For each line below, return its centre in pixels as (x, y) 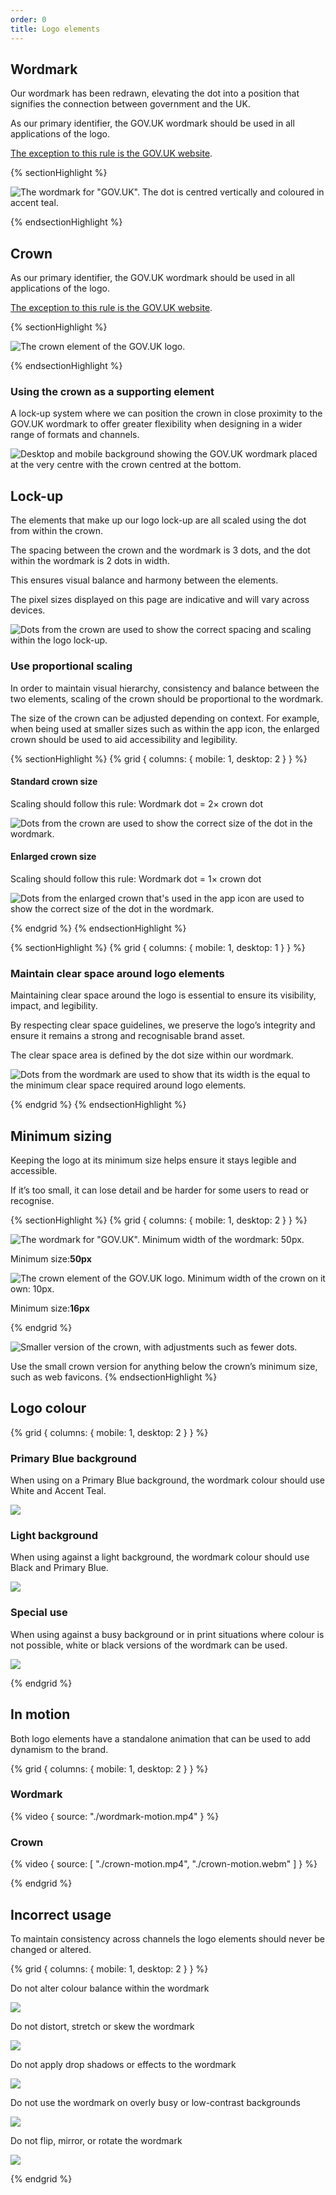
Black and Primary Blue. (59, 1568)
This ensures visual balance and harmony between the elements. (144, 580)
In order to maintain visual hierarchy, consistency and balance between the (165, 688)
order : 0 (28, 19)
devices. (28, 610)
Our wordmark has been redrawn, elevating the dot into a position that (155, 93)
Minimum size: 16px (50, 1308)
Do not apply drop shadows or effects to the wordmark (123, 2064)
